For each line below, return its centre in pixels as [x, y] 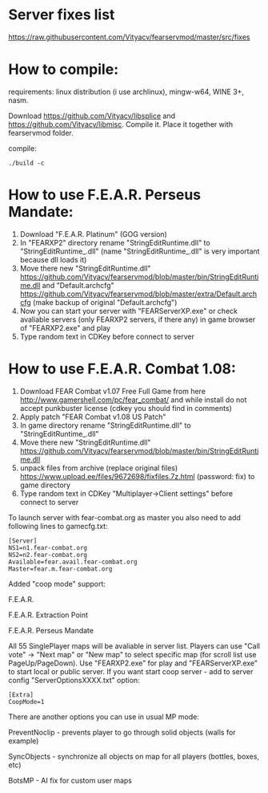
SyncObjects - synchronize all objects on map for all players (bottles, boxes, [134, 756]
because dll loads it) [53, 259]
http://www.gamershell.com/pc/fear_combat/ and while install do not [133, 400]
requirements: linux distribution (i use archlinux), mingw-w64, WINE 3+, [126, 91]
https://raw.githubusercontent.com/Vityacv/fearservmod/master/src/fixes [129, 37]
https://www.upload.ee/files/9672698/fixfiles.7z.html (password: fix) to [137, 476]
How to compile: [63, 69]
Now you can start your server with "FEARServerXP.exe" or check [129, 311]
